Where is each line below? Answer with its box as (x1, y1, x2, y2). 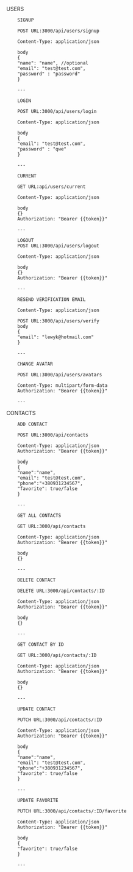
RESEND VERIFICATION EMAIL (17, 297, 86, 303)
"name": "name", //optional (17, 60, 88, 66)
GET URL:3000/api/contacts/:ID (17, 652, 97, 658)
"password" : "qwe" (17, 146, 67, 152)
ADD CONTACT (17, 421, 48, 427)
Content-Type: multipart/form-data (17, 383, 108, 389)
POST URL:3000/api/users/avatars (17, 372, 102, 378)
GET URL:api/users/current (17, 184, 86, 190)
